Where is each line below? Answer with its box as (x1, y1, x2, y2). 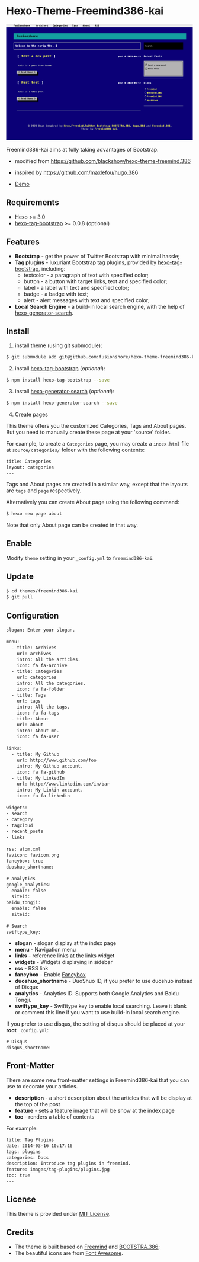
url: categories (17, 674, 57, 681)
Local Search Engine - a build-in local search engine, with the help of (14, 303, 185, 310)
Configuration (6, 610, 59, 620)
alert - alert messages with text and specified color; (23, 296, 150, 303)
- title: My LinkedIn (11, 775, 65, 781)
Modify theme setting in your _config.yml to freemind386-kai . (6, 554, 154, 561)
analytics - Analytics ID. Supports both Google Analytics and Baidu (14, 990, 179, 997)
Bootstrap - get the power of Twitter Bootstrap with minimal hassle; (14, 252, 180, 260)
